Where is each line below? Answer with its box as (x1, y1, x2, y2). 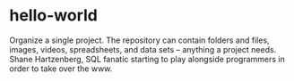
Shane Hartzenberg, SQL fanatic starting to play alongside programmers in (9, 53, 285, 64)
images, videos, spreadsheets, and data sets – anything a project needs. (9, 44, 277, 54)
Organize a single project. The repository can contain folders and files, (9, 35, 271, 45)
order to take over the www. (9, 63, 113, 74)
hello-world (9, 5, 99, 26)
